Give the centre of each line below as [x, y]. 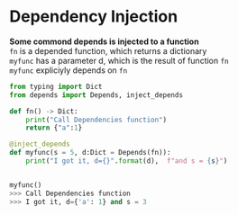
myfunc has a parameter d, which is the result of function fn [119, 60]
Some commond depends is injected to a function [105, 41]
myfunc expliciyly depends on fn [69, 70]
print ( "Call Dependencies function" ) [96, 120]
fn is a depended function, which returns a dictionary [108, 50]
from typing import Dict [56, 86]
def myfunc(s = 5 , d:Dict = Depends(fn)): [90, 153]
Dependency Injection [94, 17]
